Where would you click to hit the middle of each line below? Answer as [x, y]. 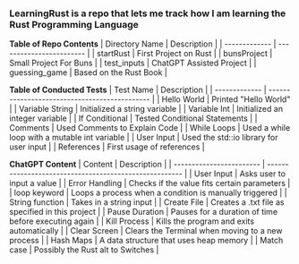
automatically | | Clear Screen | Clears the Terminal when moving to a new [146, 231]
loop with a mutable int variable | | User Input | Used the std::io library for [144, 138]
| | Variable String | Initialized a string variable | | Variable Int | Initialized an [146, 109]
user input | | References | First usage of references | [107, 147]
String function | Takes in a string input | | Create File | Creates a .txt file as [147, 202]
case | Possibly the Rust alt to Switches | [84, 250]
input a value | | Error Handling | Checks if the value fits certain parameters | [150, 183]
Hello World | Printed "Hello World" [226, 99]
